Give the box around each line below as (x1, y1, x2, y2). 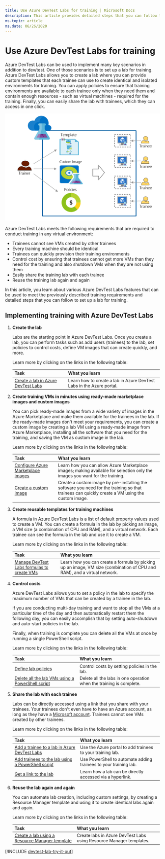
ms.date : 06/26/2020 (5, 24, 48, 29)
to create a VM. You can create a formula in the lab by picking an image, (12, 521, 159, 527)
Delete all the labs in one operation (79, 675, 150, 681)
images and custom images (12, 399, 70, 404)
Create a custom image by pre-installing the (58, 480, 147, 485)
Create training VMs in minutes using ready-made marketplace (12, 394, 144, 399)
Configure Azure (14, 462, 48, 468)
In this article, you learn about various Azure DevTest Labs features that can (5, 286, 159, 292)
